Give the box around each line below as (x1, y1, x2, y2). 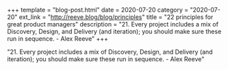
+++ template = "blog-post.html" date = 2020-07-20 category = (7, 6, 189, 14)
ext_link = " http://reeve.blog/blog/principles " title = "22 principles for (18, 13, 214, 21)
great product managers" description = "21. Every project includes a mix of (7, 20, 219, 28)
